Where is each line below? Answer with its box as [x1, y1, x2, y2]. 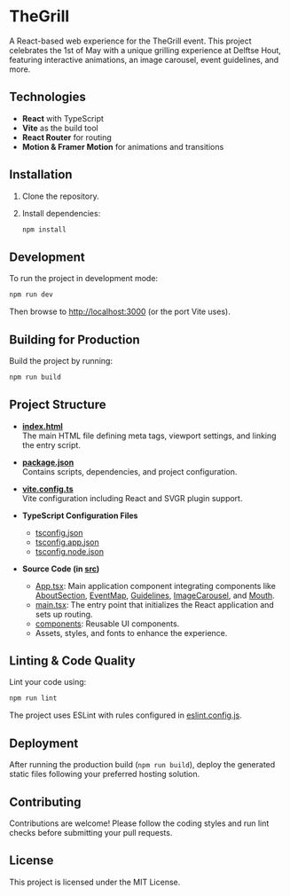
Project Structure [9, 397, 106, 413]
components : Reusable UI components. [35, 618, 180, 629]
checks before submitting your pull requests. [9, 827, 173, 837]
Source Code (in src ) [21, 563, 100, 574]
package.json [21, 457, 74, 468]
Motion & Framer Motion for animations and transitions [21, 141, 224, 152]
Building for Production [9, 332, 140, 347]
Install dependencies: [21, 208, 101, 218]
